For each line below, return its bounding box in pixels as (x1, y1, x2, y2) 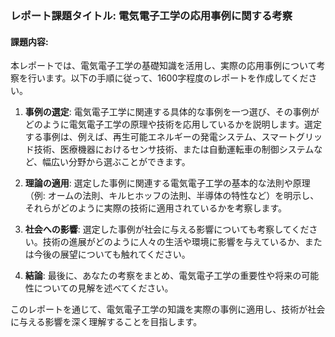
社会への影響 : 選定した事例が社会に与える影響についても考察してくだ (24, 223, 310, 236)
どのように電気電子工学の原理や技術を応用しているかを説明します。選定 (24, 118, 322, 131)
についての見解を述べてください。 (33, 282, 174, 294)
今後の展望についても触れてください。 (33, 248, 191, 261)
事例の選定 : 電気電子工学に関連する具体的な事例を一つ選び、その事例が (24, 106, 320, 118)
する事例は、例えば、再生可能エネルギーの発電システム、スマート (24, 131, 297, 143)
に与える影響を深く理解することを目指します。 (10, 316, 203, 328)
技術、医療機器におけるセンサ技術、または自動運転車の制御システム (33, 143, 315, 156)
